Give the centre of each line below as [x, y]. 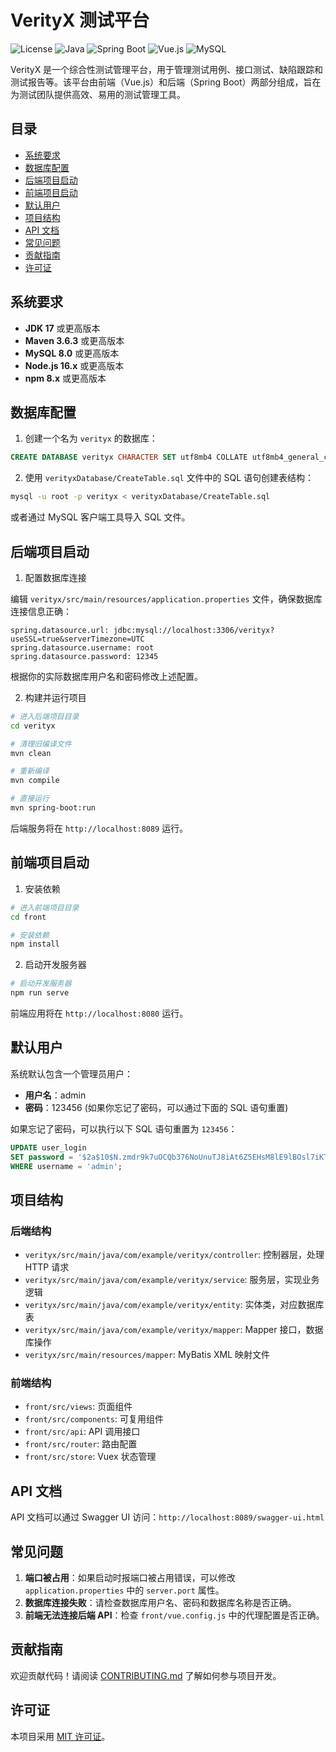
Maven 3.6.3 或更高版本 [74, 340]
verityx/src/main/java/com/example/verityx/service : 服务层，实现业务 [172, 1280]
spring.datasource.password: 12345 [84, 656]
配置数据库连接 [55, 577]
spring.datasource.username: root [82, 647]
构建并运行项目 [55, 697]
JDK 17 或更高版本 [62, 328]
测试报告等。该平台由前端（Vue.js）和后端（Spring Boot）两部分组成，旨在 [166, 82]
